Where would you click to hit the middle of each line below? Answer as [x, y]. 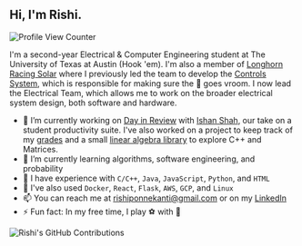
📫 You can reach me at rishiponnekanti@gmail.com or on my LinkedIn [154, 198]
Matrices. [40, 149]
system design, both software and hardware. [93, 103]
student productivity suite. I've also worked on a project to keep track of [158, 130]
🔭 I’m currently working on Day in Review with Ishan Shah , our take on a [157, 120]
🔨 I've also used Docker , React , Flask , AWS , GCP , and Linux [128, 187]
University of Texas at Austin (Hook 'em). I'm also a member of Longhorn [146, 64]
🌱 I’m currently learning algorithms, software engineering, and [139, 159]
